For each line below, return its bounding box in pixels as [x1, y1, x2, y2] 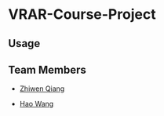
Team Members [8, 63, 86, 76]
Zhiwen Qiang [19, 84, 65, 93]
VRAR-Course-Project [8, 5, 156, 24]
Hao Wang [19, 100, 54, 109]
